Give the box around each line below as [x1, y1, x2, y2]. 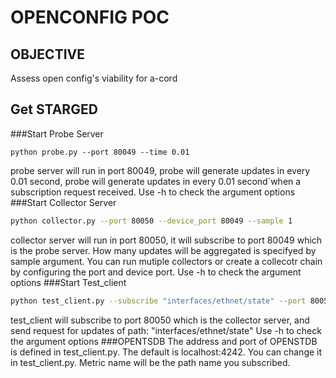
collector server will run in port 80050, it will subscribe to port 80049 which [10, 234, 323, 246]
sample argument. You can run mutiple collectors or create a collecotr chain [10, 255, 323, 267]
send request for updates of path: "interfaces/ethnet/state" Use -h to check [10, 324, 322, 336]
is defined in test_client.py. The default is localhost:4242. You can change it [10, 346, 323, 358]
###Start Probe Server [10, 127, 104, 140]
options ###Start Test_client [10, 276, 127, 288]
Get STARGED [10, 101, 98, 118]
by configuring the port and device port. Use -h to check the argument [10, 266, 302, 278]
